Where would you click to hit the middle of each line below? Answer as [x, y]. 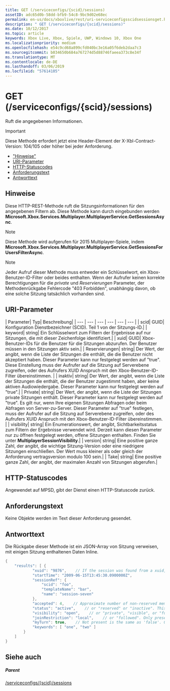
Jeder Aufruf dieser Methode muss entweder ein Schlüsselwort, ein [76, 272]
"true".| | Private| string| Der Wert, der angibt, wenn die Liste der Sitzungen [83, 392]
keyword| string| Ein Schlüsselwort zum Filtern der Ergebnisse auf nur [78, 332]
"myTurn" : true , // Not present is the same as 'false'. [97, 623]
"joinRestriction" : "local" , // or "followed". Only [92, 618]
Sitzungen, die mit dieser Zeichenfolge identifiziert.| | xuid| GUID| [73, 338]
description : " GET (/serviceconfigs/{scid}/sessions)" [65, 24]
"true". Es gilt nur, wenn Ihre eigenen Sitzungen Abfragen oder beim [76, 403]
